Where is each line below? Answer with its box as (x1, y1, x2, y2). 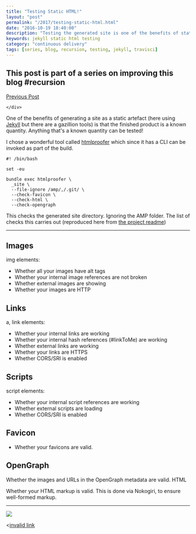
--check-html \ (11, 197, 48, 202)
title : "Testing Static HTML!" (6, 8, 82, 15)
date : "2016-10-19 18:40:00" (6, 25, 77, 31)
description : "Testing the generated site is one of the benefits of (6, 30, 179, 36)
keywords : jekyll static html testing (6, 36, 100, 42)
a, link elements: (6, 319, 45, 326)
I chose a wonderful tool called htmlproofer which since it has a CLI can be (6, 138, 186, 145)
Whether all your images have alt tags (14, 267, 106, 275)
